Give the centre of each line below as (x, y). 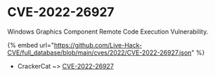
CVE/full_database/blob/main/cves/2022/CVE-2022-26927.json (99, 52)
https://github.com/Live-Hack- (98, 45)
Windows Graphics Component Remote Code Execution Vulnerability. (108, 31)
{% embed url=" (31, 45)
